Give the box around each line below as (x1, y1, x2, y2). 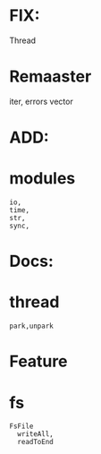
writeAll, (17, 430, 54, 439)
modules (9, 168, 76, 189)
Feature (9, 351, 68, 372)
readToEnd (17, 438, 54, 447)
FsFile (9, 422, 34, 431)
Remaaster (9, 66, 92, 87)
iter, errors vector (9, 96, 73, 107)
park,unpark (9, 321, 54, 331)
